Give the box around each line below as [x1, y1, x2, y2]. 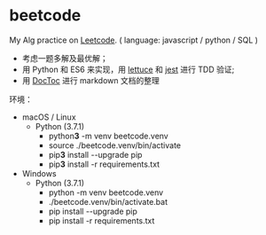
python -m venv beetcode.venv [48, 187, 164, 198]
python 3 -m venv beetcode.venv [48, 130, 168, 141]
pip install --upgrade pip [48, 206, 137, 216]
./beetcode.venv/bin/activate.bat [48, 196, 168, 207]
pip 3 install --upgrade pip [48, 149, 143, 160]
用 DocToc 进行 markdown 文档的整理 [21, 74, 160, 85]
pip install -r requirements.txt [48, 215, 155, 226]
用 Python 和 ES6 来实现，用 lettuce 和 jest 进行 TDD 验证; [21, 64, 235, 74]
